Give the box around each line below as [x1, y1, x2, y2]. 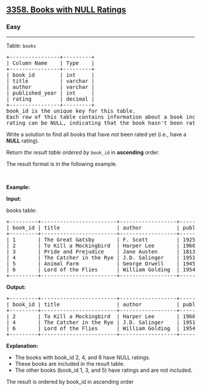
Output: [6, 283, 26, 290]
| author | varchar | [6, 83, 95, 90]
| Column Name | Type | [6, 59, 95, 66]
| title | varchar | [6, 77, 95, 84]
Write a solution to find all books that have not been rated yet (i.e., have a [6, 131, 187, 138]
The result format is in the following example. [6, 160, 118, 167]
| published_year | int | [6, 89, 95, 96]
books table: [6, 207, 37, 214]
